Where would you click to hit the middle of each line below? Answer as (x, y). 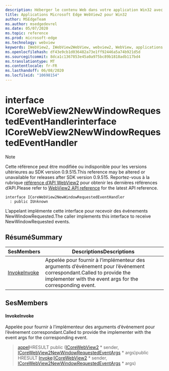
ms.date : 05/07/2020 (27, 29)
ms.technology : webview (30, 43)
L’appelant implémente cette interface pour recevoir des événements (77, 211)
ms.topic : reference (27, 33)
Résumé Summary (34, 238)
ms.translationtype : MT (30, 61)
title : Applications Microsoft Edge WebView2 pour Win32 (66, 15)
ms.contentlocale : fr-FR (31, 66)
